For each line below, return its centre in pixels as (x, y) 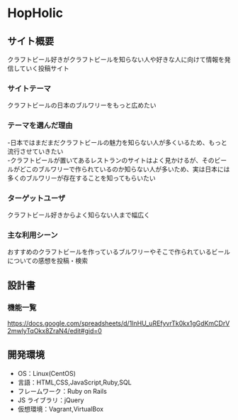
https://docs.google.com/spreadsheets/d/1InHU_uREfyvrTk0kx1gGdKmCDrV (119, 323)
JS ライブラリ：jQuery (51, 400)
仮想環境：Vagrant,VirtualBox (61, 409)
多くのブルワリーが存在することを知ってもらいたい (81, 178)
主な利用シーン (33, 235)
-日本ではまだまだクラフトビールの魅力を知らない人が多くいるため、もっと (118, 142)
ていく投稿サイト (44, 68)
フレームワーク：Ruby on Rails (62, 391)
